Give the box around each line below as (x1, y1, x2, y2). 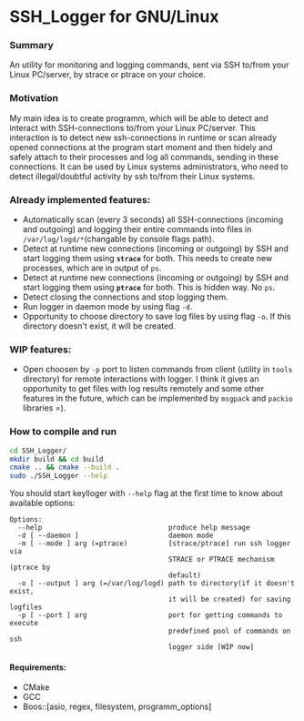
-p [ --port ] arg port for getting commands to (17, 611, 283, 620)
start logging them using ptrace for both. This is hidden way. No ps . (22, 282, 276, 293)
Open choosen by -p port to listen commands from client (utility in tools (22, 364, 293, 375)
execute (9, 619, 39, 628)
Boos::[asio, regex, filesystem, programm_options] (22, 701, 212, 712)
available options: (9, 498, 76, 509)
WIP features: (9, 343, 72, 356)
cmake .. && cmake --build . (9, 462, 120, 472)
